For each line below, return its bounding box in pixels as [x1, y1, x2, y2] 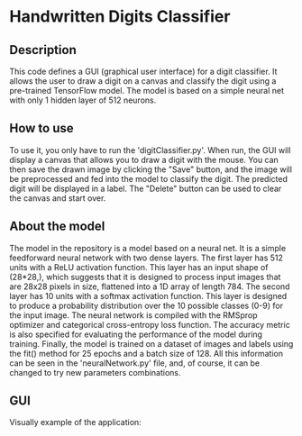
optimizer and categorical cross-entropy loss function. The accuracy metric [9, 319, 290, 330]
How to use [9, 121, 74, 136]
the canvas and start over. [9, 192, 106, 204]
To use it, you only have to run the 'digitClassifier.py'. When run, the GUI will [9, 144, 291, 155]
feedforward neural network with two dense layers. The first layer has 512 [9, 252, 284, 263]
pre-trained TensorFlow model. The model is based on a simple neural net [9, 86, 285, 95]
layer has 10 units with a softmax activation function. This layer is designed [9, 290, 288, 301]
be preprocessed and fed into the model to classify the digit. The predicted [9, 173, 288, 184]
